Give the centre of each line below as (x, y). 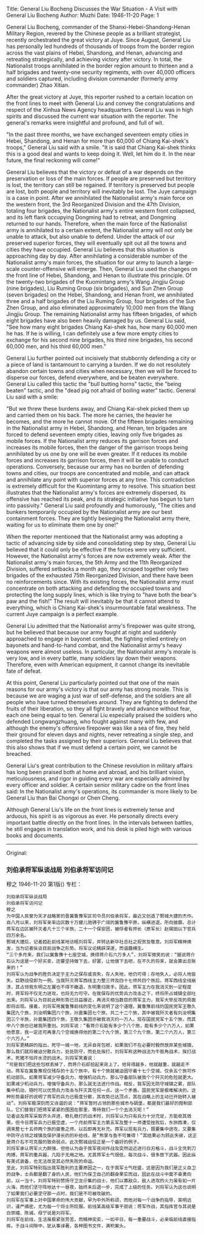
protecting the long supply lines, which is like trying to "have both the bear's (102, 595)
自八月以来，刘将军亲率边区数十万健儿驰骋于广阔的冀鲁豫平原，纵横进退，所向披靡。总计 (101, 923)
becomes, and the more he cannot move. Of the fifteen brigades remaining (100, 421)
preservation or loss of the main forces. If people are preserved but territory (101, 178)
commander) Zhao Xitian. (38, 85)
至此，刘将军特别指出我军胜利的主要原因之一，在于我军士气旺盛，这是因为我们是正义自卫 (101, 1168)
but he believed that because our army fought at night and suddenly (91, 632)
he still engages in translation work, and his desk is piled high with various (99, 829)
